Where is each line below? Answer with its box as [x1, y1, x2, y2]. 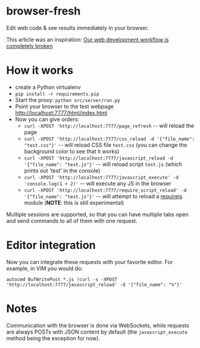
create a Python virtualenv [15, 83, 81, 91]
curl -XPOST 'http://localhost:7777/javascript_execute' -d [24, 174, 179, 181]
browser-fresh [6, 4, 81, 18]
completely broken [6, 42, 53, 50]
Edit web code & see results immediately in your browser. [6, 24, 149, 31]
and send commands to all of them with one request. [6, 217, 138, 224]
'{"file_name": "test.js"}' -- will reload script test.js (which [24, 160, 182, 167]
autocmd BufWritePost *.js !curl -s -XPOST [6, 276, 118, 282]
